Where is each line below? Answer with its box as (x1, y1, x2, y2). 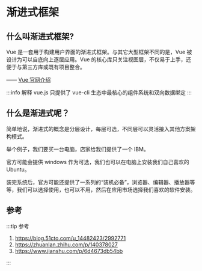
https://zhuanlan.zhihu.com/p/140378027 (14, 241, 118, 248)
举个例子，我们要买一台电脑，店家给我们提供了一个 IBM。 (6, 145, 149, 153)
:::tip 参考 (6, 222, 29, 230)
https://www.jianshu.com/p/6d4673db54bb (14, 247, 123, 254)
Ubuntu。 (6, 166, 30, 173)
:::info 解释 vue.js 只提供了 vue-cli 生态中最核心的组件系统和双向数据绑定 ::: (6, 89, 192, 96)
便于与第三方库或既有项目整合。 (6, 64, 85, 70)
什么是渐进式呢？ (6, 108, 70, 118)
